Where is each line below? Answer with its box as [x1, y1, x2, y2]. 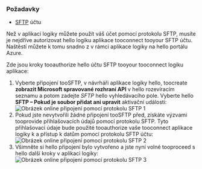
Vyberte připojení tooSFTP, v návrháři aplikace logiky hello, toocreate [14, 79, 188, 86]
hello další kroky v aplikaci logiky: [14, 150, 98, 157]
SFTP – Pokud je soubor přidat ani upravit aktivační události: [14, 98, 167, 106]
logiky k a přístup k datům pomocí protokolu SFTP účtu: [14, 130, 154, 138]
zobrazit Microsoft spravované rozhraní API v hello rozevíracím [14, 86, 175, 93]
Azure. [6, 49, 23, 57]
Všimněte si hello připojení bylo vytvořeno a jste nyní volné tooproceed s [14, 144, 196, 151]
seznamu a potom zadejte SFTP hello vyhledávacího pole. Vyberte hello [14, 92, 194, 100]
